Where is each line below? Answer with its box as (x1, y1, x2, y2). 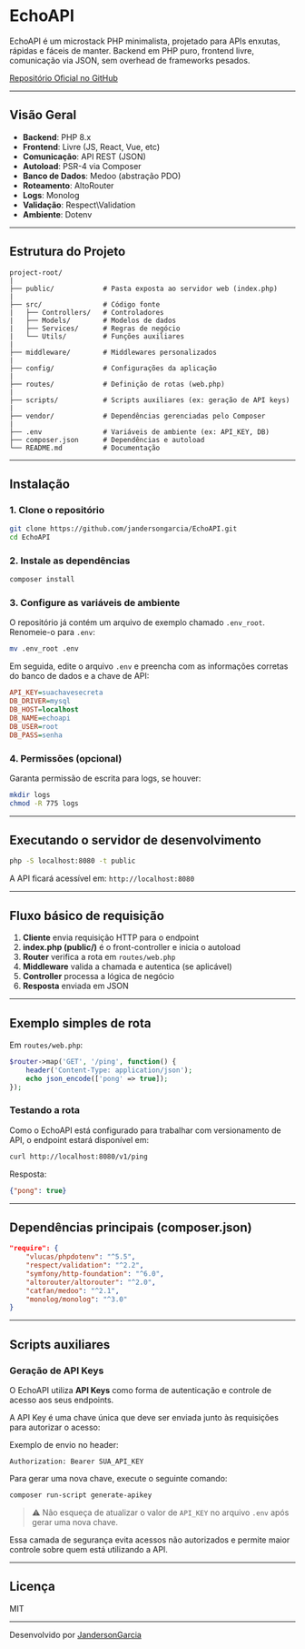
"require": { (9, 1244, 59, 1253)
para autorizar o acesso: (9, 1421, 101, 1432)
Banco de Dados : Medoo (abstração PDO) (22, 170, 182, 181)
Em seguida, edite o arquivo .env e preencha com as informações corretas (9, 661, 289, 672)
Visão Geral (9, 107, 77, 123)
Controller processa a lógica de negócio (22, 971, 175, 982)
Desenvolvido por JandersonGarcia (9, 1629, 143, 1640)
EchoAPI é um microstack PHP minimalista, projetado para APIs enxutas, (9, 35, 280, 46)
